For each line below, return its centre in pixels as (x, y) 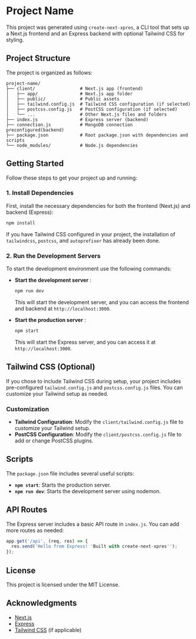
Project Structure (38, 58)
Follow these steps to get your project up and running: (72, 178)
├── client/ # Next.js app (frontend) (75, 89)
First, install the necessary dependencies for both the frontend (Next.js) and (98, 206)
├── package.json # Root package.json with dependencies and (97, 135)
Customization (28, 409)
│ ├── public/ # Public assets (63, 99)
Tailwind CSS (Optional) (51, 367)
